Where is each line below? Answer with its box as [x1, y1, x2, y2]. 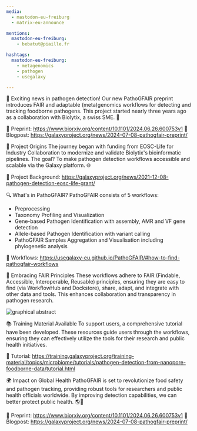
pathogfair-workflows [6, 261, 59, 268]
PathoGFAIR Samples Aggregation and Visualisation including [14, 236, 163, 244]
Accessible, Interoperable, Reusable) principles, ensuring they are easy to [6, 278, 185, 285]
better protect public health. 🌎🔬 [6, 399, 84, 406]
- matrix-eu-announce [11, 19, 65, 25]
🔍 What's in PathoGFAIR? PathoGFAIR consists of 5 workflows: [6, 192, 159, 199]
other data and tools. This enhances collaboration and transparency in [6, 291, 176, 298]
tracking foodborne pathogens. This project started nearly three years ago [6, 107, 186, 115]
